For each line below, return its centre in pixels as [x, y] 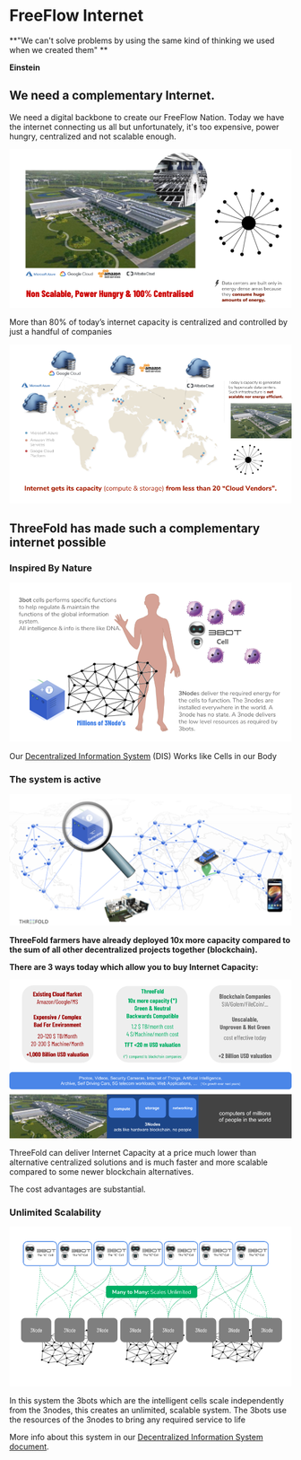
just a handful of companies [61, 332]
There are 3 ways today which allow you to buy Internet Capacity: [134, 966]
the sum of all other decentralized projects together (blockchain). [133, 949]
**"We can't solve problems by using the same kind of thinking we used [142, 40]
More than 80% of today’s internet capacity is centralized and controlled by [149, 322]
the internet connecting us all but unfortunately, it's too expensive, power [144, 127]
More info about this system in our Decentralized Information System [136, 1437]
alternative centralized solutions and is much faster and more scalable [139, 1162]
